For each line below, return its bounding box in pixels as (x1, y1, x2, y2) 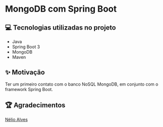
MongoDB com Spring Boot (5, 3, 117, 15)
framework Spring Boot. (5, 86, 53, 92)
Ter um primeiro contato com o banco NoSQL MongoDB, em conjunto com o (5, 81, 159, 87)
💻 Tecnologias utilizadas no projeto (5, 23, 116, 32)
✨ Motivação (5, 68, 45, 76)
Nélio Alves (5, 116, 28, 122)
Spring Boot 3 (12, 44, 40, 50)
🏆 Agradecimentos (5, 101, 66, 109)
